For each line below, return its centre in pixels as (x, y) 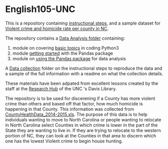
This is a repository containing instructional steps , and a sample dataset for (83, 23)
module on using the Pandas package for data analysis (69, 58)
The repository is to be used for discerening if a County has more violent (80, 98)
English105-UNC (40, 9)
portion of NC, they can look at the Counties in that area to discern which (81, 135)
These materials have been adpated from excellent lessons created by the (82, 83)
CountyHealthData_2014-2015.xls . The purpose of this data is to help (76, 114)
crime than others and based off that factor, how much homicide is (74, 103)
